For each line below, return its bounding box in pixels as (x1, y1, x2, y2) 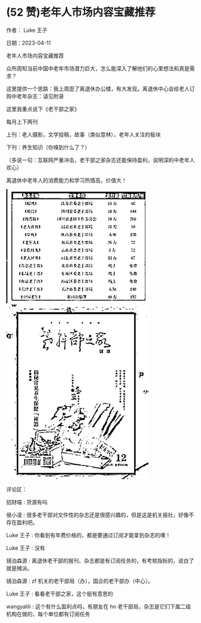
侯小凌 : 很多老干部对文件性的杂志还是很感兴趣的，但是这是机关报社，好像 (6, 511, 189, 518)
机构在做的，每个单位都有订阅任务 (6, 610, 90, 618)
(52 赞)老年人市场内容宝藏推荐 (6, 5, 156, 19)
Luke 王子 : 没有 (6, 544, 45, 552)
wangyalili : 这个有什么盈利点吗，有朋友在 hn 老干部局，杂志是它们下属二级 (6, 603, 191, 610)
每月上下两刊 (6, 118, 38, 125)
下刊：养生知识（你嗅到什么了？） (6, 144, 90, 151)
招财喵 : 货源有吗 (6, 498, 48, 505)
